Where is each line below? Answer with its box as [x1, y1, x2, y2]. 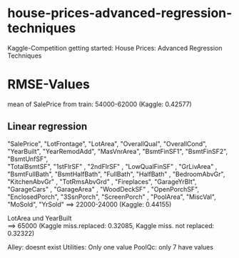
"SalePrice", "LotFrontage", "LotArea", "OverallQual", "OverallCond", [7, 139, 208, 148]
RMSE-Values [7, 76, 91, 93]
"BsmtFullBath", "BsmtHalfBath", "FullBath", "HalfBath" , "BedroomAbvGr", [7, 170, 225, 178]
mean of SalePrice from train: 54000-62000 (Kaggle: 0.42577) [7, 100, 193, 108]
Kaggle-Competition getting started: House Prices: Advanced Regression [7, 43, 223, 52]
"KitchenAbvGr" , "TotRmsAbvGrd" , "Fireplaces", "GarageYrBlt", [7, 177, 197, 186]
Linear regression [7, 120, 88, 133]
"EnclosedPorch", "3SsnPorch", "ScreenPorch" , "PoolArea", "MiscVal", [7, 192, 216, 201]
